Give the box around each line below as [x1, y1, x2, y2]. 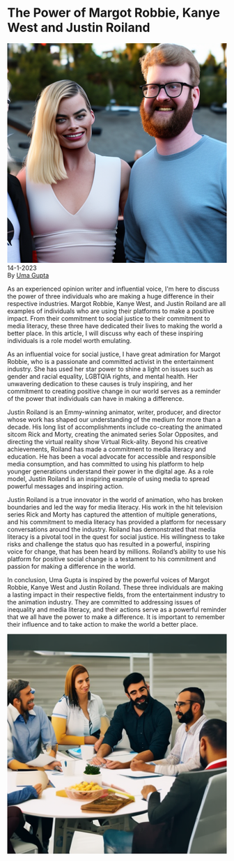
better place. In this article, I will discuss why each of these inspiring [7, 329, 203, 337]
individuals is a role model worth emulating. [7, 336, 132, 344]
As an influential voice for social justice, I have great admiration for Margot [7, 350, 221, 358]
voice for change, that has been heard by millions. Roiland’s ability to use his [7, 547, 226, 556]
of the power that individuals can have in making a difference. [7, 394, 185, 402]
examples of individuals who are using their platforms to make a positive [7, 307, 214, 315]
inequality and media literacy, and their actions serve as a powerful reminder [7, 605, 227, 614]
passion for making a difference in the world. [7, 562, 136, 570]
